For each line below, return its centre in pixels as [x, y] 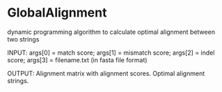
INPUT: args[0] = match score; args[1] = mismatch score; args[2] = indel [111, 53]
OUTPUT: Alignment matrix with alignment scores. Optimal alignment [106, 73]
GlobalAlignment [57, 13]
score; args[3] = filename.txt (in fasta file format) [77, 59]
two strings [23, 39]
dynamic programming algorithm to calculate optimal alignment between [111, 32]
